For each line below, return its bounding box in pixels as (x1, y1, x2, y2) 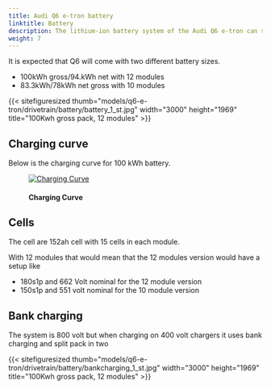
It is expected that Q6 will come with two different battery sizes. (8, 56, 220, 66)
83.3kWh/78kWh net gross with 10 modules (19, 81, 165, 90)
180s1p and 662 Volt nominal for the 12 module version (19, 277, 202, 287)
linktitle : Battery (8, 19, 74, 27)
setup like (8, 261, 41, 271)
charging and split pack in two (8, 339, 109, 349)
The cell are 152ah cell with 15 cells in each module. (8, 237, 180, 247)
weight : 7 (8, 34, 42, 43)
